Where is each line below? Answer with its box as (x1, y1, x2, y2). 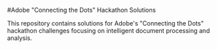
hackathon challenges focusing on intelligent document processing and (7, 27, 210, 35)
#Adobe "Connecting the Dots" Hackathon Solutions (7, 6, 156, 14)
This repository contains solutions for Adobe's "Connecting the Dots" (7, 19, 205, 27)
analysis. (7, 34, 32, 42)
